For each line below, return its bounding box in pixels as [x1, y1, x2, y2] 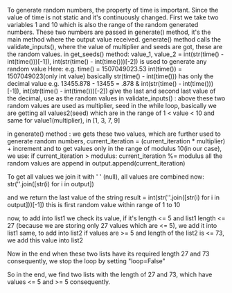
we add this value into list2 [7, 236, 83, 245]
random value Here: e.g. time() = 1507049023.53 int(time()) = [7, 65, 182, 73]
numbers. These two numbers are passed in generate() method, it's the [7, 28, 211, 36]
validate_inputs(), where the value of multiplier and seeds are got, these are [7, 43, 223, 51]
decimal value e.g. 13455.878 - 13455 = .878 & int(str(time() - [7, 80, 181, 87]
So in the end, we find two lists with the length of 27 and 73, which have [7, 270, 213, 278]
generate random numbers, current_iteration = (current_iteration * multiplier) [7, 137, 226, 145]
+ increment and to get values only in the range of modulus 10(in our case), [7, 145, 222, 152]
